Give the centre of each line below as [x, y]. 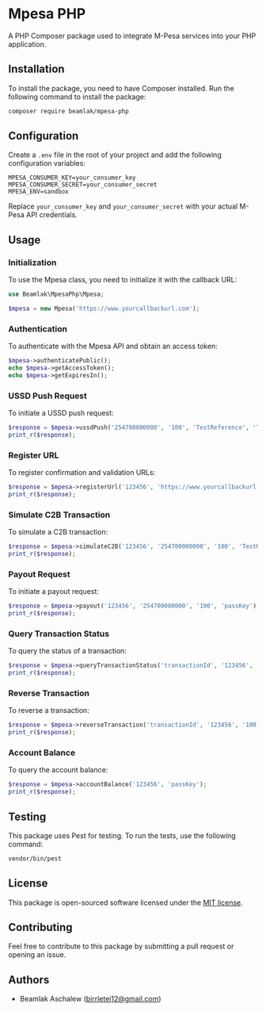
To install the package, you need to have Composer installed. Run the [122, 88]
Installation [36, 69]
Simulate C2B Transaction [59, 515]
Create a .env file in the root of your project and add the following [115, 155]
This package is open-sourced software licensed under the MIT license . [125, 902]
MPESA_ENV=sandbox [38, 192]
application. [27, 44]
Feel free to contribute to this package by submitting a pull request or [121, 946]
